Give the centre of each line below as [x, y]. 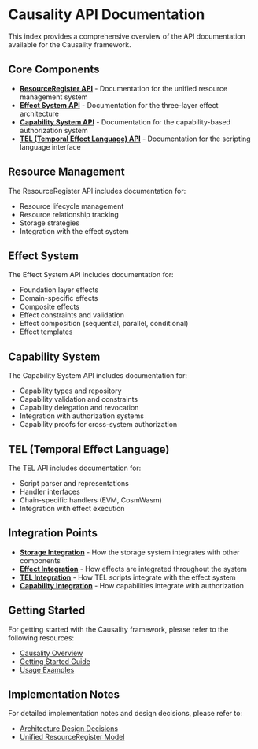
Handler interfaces [50, 491]
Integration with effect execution [72, 508]
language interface [50, 146]
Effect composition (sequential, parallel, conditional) [104, 324]
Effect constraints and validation [72, 315]
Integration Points [53, 533]
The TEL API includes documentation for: [75, 468]
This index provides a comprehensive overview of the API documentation [127, 36]
